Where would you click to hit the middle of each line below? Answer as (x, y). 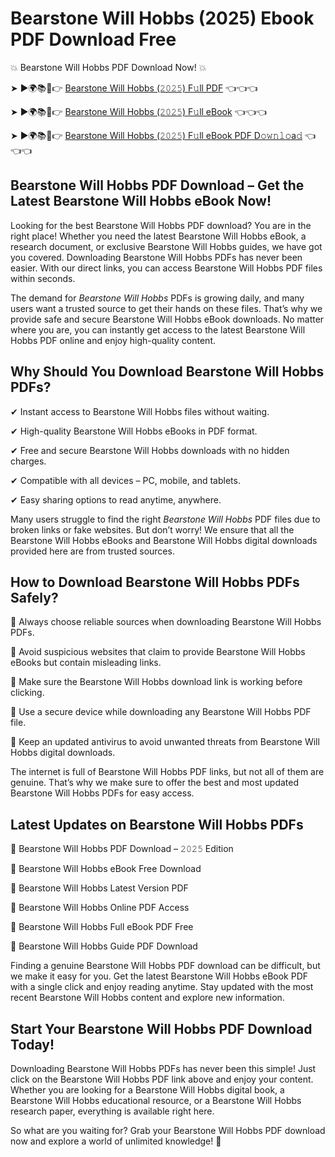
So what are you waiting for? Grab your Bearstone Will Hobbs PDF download (168, 1130)
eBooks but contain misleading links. (86, 663)
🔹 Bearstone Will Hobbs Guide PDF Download (104, 946)
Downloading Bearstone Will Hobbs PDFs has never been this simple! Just (163, 1068)
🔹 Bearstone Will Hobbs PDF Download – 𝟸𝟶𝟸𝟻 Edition (122, 849)
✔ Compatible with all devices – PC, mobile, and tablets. (125, 480)
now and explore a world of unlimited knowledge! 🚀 (116, 1141)
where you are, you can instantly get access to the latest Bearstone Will (158, 329)
